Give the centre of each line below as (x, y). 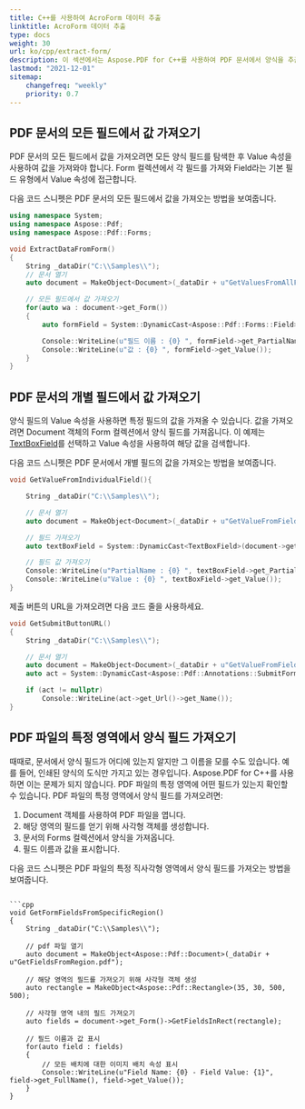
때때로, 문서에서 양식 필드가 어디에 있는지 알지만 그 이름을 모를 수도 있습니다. (145, 761)
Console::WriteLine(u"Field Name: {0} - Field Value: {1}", (158, 1072)
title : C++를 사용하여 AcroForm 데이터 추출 (85, 18)
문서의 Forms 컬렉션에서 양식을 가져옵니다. (98, 837)
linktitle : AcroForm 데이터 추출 (68, 26)
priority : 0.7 (52, 94)
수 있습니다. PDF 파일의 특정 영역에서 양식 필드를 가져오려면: (116, 795)
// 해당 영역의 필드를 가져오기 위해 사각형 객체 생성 (111, 979)
